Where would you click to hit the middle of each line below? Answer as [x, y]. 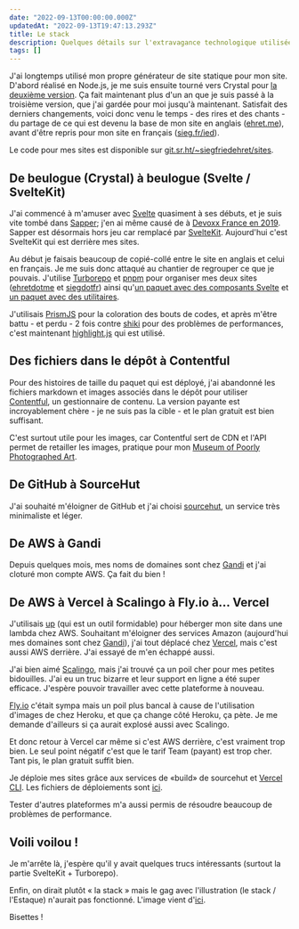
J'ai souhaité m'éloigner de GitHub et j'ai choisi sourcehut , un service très [145, 506]
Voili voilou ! [44, 842]
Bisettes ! [26, 917]
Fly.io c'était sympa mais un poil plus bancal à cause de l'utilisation [132, 705]
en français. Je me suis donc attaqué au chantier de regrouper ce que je [142, 268]
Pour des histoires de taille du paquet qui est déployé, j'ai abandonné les [142, 382]
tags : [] [25, 51]
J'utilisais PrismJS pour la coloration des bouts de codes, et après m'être [143, 314]
